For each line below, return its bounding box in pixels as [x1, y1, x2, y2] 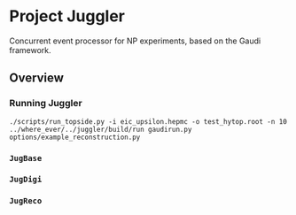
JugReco [9, 196, 43, 206]
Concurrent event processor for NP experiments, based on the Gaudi [9, 35, 261, 46]
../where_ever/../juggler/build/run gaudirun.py [9, 125, 192, 134]
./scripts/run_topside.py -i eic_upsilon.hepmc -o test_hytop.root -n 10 [9, 117, 288, 126]
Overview [9, 71, 65, 86]
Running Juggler [9, 97, 82, 110]
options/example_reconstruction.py [9, 133, 141, 142]
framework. [9, 44, 51, 55]
